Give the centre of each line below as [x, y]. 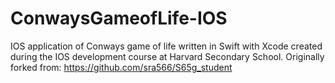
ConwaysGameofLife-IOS [119, 18]
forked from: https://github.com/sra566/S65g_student [121, 67]
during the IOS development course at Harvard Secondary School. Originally [167, 56]
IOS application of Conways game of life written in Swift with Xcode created [166, 46]
